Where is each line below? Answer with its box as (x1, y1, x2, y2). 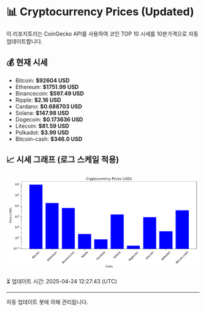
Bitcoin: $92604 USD (15, 77, 70, 84)
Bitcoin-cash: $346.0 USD (15, 135, 83, 143)
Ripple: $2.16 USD (15, 96, 61, 103)
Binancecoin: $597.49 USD (15, 89, 85, 97)
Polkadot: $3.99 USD (15, 129, 69, 136)
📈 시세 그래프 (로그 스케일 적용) (6, 154, 120, 165)
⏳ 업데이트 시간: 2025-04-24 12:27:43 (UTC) (6, 277, 118, 285)
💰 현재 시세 (6, 58, 48, 68)
